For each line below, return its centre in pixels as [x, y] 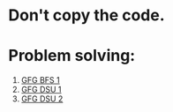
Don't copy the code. [86, 15]
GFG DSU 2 [42, 99]
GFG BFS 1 [40, 80]
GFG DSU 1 [41, 90]
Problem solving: [72, 56]
